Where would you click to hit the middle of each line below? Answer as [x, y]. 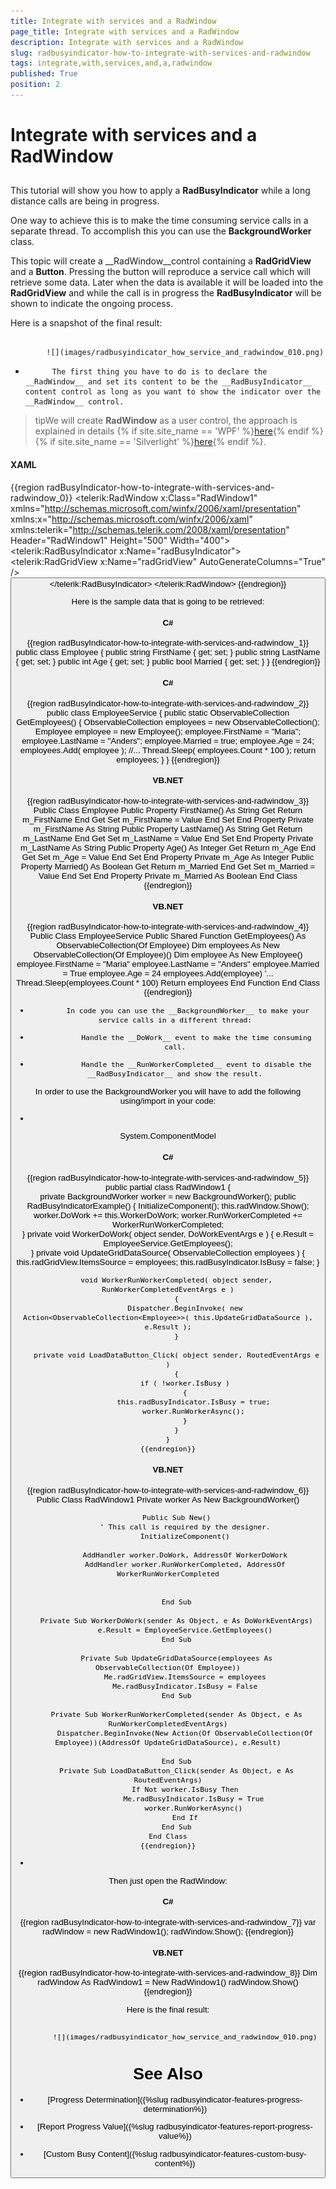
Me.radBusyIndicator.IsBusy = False [185, 1686]
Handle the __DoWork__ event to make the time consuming [196, 1038]
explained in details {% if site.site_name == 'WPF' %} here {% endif [172, 431]
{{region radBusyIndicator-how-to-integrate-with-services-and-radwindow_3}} [168, 801]
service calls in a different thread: [175, 1020]
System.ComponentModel [168, 1136]
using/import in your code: [168, 1100]
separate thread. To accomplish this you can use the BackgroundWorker [161, 231]
